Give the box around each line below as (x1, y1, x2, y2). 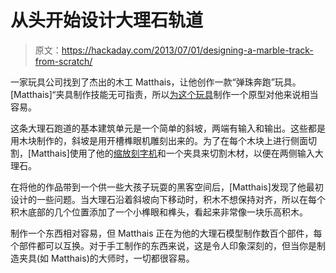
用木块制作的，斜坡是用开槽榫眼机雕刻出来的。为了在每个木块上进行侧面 (10, 134, 308, 146)
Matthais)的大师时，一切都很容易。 (51, 252, 195, 264)
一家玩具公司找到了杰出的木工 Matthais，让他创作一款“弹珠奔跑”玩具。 (10, 76, 302, 88)
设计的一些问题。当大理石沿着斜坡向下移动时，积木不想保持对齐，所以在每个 (10, 193, 326, 205)
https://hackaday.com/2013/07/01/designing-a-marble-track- (61, 44, 314, 56)
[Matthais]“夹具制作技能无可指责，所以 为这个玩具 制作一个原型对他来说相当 (10, 88, 319, 100)
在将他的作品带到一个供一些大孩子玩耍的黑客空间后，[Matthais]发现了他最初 (10, 181, 324, 193)
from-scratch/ (34, 55, 93, 67)
